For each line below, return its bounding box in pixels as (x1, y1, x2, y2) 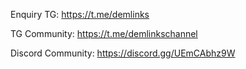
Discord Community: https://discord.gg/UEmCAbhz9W (10, 47, 236, 59)
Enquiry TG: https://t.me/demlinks (10, 9, 150, 20)
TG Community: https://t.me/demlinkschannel (10, 28, 198, 39)
